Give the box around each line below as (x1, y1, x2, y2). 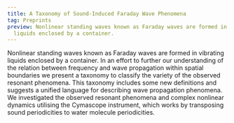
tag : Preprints (7, 17, 52, 24)
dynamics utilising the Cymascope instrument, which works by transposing (7, 101, 224, 109)
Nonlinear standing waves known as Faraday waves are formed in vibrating (7, 49, 224, 57)
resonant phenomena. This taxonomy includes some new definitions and (7, 78, 217, 87)
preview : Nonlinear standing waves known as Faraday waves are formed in (7, 23, 228, 30)
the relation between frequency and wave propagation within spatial (7, 64, 204, 72)
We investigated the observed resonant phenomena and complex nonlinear (7, 94, 224, 102)
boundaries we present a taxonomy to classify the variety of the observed (7, 71, 221, 80)
